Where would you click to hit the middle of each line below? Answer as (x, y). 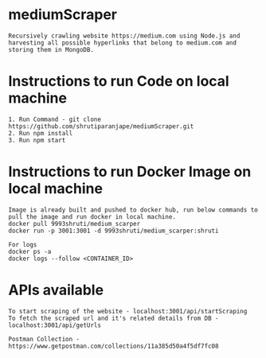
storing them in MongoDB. (51, 49)
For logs (23, 244)
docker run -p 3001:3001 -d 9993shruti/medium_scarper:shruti (113, 231)
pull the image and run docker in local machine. (92, 216)
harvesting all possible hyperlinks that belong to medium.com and (123, 43)
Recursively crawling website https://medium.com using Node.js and (124, 36)
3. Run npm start (37, 140)
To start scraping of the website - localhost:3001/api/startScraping (128, 311)
